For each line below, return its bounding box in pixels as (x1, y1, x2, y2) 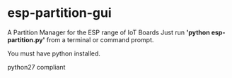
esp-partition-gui (7, 5, 112, 21)
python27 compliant (7, 63, 66, 71)
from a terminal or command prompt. (46, 35, 154, 44)
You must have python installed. (7, 49, 101, 58)
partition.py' (7, 35, 45, 44)
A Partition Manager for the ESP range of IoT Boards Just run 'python (7, 28, 210, 37)
